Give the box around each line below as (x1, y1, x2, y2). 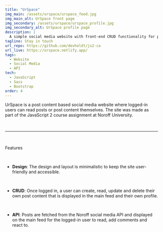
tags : (5, 52, 16, 57)
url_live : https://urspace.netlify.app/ (5, 48, 88, 53)
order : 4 (5, 89, 23, 93)
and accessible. (29, 169, 61, 175)
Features (5, 145, 23, 151)
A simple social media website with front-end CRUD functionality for (9, 35, 155, 39)
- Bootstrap (9, 84, 34, 89)
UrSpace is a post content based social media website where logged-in (5, 102, 148, 107)
